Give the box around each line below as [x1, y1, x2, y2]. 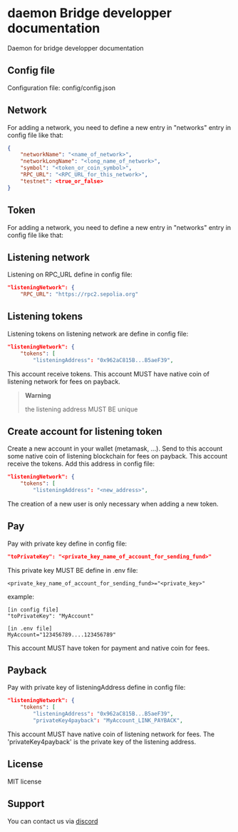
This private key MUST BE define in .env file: [7, 566, 138, 574]
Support [7, 798, 45, 810]
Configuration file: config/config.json [7, 84, 116, 92]
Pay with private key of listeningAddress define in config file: [7, 683, 186, 692]
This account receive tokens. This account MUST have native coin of [7, 369, 210, 378]
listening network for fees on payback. [7, 377, 121, 386]
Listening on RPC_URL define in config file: [7, 270, 133, 279]
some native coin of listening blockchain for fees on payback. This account [7, 452, 228, 461]
